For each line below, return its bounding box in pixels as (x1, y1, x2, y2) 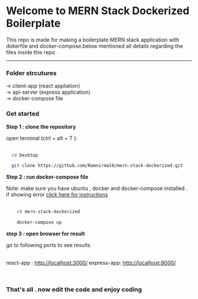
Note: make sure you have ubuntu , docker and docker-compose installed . (6, 185, 188, 192)
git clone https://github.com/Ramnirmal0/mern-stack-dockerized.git (11, 163, 183, 169)
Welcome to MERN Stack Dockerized (6, 4, 190, 18)
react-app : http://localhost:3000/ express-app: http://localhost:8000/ (6, 259, 176, 267)
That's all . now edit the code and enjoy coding (6, 285, 143, 293)
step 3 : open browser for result (6, 230, 85, 237)
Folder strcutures (6, 69, 57, 77)
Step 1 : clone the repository (6, 123, 77, 130)
